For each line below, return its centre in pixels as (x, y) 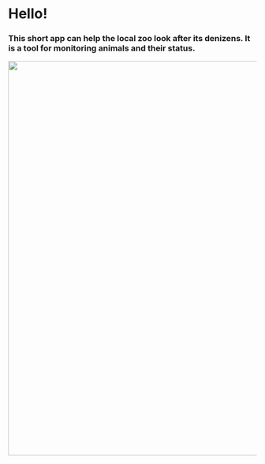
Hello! (28, 14)
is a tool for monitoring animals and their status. (102, 48)
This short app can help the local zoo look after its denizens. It (129, 39)
